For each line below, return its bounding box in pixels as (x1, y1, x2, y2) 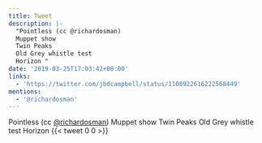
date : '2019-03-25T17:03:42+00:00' (8, 65, 129, 73)
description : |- (8, 19, 63, 28)
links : (8, 72, 31, 80)
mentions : (8, 87, 42, 96)
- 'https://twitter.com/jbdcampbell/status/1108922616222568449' (15, 80, 242, 88)
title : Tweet (8, 11, 53, 20)
